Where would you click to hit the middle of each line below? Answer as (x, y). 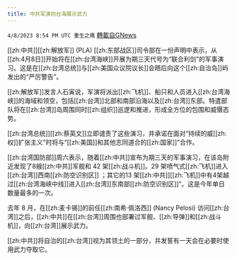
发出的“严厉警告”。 (35, 77)
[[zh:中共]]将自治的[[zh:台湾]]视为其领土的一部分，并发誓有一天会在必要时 (115, 240)
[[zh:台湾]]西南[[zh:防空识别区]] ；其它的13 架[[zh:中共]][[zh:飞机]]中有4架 (115, 175)
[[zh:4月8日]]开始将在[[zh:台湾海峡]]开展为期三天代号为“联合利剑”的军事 (112, 59)
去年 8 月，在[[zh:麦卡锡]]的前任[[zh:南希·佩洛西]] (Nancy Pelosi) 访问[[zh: (115, 208)
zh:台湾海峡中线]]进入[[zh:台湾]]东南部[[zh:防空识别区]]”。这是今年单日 (121, 183)
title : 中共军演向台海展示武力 (47, 14)
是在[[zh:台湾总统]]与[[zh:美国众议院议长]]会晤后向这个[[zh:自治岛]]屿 (127, 67)
